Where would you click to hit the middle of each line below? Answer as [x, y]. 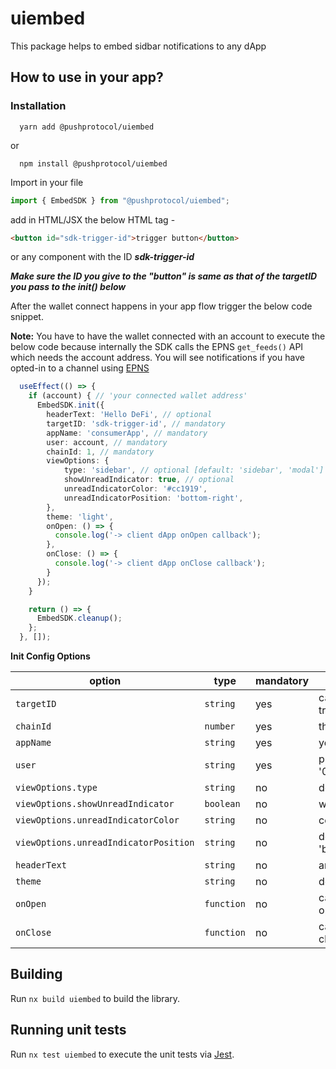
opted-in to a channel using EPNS [80, 368]
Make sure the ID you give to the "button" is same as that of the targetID [164, 276]
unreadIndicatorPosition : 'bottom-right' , [153, 498]
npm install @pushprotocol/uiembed [93, 163]
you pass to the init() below [68, 287]
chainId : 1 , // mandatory [100, 452]
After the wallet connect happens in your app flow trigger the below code [161, 306]
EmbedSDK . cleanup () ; [79, 618]
